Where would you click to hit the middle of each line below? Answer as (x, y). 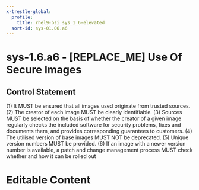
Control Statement (41, 91)
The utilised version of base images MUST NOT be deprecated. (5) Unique (97, 137)
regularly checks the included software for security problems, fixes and (94, 125)
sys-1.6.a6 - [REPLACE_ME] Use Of (94, 57)
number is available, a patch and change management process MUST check (99, 150)
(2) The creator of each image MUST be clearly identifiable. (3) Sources (94, 112)
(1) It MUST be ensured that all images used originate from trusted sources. (98, 106)
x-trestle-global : (29, 12)
